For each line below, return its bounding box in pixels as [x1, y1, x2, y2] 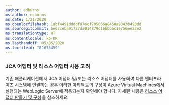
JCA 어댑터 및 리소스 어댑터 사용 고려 [5, 63, 90, 70]
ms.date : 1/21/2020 [5, 17, 47, 22]
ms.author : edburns [5, 12, 47, 17]
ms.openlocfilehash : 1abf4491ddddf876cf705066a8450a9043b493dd [5, 21, 142, 27]
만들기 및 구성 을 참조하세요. [14, 94, 69, 100]
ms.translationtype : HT [5, 31, 56, 36]
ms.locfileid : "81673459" [5, 45, 60, 50]
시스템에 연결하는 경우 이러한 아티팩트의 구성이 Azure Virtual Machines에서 [14, 82, 164, 88]
